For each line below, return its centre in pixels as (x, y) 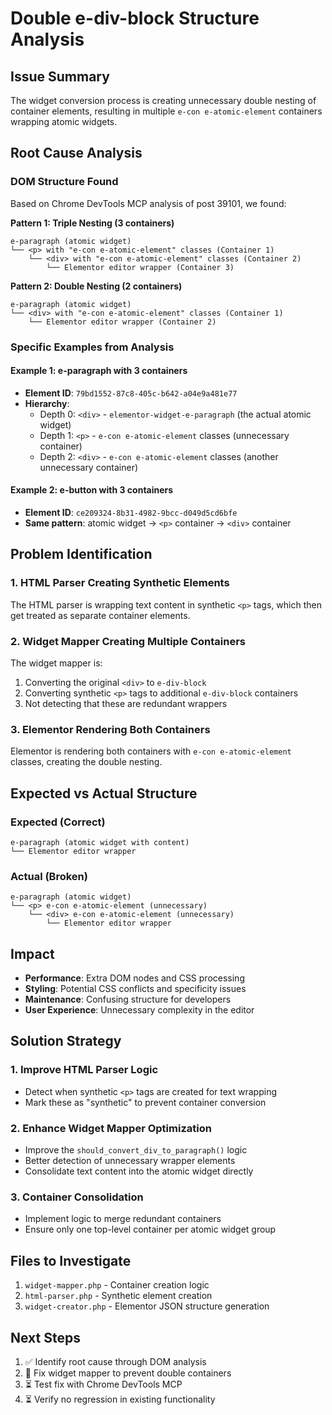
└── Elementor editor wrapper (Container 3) (140, 267)
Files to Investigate (71, 1260)
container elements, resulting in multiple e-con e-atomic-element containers (166, 111)
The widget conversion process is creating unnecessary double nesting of (163, 100)
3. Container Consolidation (77, 1197)
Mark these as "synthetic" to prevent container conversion (145, 1102)
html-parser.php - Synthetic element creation (118, 1296)
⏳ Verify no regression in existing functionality (120, 1399)
